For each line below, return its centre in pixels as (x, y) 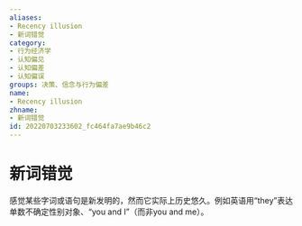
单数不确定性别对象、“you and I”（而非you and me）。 (109, 212)
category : (28, 43)
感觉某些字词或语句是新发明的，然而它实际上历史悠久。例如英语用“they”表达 (151, 200)
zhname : (24, 110)
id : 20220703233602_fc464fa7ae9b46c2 (80, 127)
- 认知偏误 (27, 77)
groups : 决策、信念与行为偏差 (59, 85)
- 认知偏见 (27, 59)
